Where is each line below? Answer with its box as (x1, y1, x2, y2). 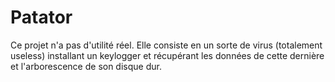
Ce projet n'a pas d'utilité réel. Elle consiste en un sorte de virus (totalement (10, 39, 323, 51)
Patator (10, 6, 73, 29)
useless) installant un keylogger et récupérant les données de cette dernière (10, 49, 325, 61)
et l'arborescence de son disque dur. (10, 60, 162, 72)
